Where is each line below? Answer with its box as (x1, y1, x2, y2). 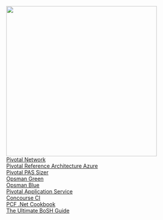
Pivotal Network (6, 156, 46, 163)
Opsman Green (6, 175, 44, 182)
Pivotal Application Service (6, 188, 73, 195)
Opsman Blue (6, 182, 40, 189)
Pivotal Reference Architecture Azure (6, 162, 98, 170)
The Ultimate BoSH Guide (6, 207, 70, 214)
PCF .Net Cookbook (6, 201, 56, 207)
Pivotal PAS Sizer (6, 169, 49, 176)
